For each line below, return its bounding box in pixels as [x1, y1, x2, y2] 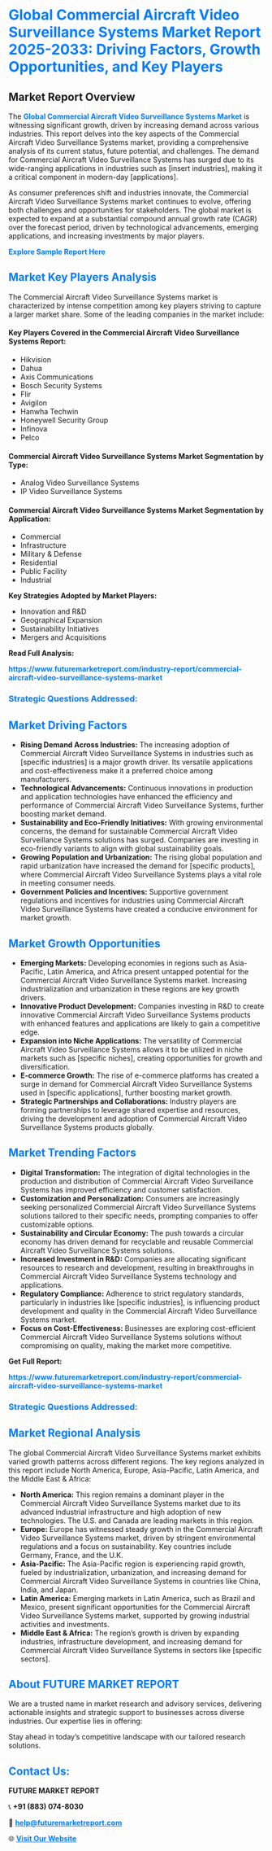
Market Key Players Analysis [8, 270, 157, 284]
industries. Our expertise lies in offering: [8, 1716, 143, 1726]
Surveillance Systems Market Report [8, 23, 261, 42]
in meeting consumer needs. [19, 878, 116, 888]
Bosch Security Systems [19, 381, 103, 391]
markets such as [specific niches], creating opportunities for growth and [19, 1052, 262, 1063]
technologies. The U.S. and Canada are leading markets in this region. [19, 1516, 254, 1525]
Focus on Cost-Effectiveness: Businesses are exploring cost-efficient [19, 1323, 256, 1332]
